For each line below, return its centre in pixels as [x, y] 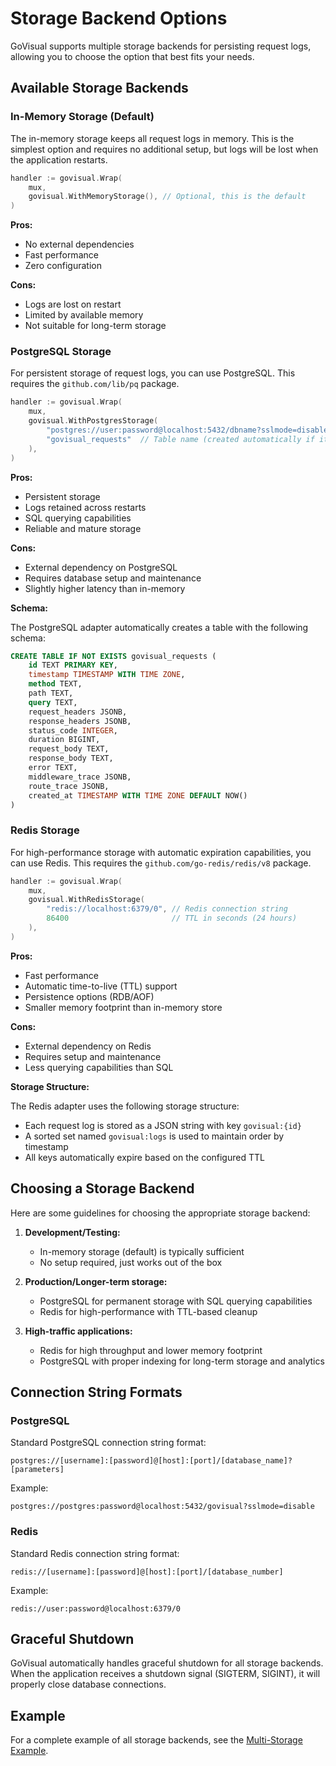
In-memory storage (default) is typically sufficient [142, 1251]
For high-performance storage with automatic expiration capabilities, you [161, 852]
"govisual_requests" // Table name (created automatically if [180, 439]
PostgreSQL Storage [61, 352]
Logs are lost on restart [73, 304]
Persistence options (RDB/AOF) [89, 996]
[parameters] [37, 1470]
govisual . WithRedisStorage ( [86, 900]
